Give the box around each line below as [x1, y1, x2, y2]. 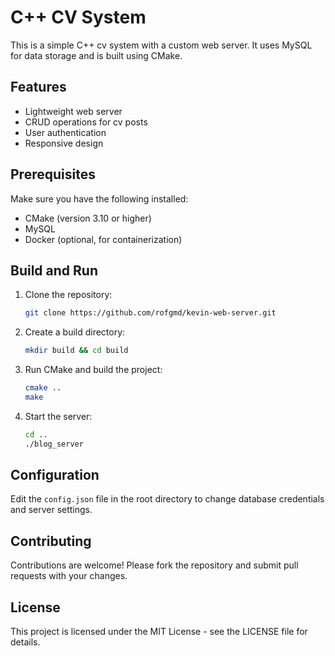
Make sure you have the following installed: [10, 192, 189, 205]
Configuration [10, 467, 100, 484]
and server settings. [10, 504, 93, 516]
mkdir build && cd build [24, 346, 129, 356]
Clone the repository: [24, 289, 113, 301]
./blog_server [24, 439, 84, 449]
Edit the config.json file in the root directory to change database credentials [10, 493, 325, 505]
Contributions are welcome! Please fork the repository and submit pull [10, 559, 299, 571]
